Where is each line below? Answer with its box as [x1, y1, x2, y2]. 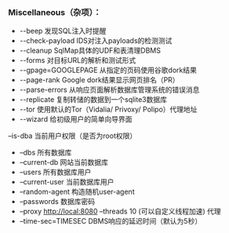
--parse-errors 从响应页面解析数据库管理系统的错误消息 [19, 85, 200, 95]
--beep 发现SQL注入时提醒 [19, 26, 107, 36]
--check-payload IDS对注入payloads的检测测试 [19, 36, 173, 46]
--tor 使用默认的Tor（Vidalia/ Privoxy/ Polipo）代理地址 [19, 104, 198, 115]
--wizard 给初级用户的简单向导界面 [19, 115, 133, 124]
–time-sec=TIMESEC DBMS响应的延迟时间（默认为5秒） [19, 217, 202, 226]
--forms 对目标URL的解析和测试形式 [19, 56, 136, 65]
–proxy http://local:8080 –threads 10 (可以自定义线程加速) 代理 [19, 206, 221, 217]
